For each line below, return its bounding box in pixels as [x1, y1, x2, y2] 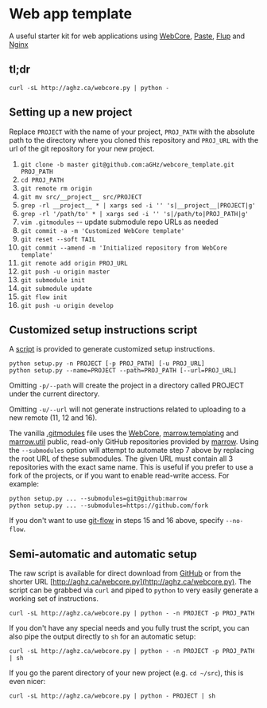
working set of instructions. [9, 594, 99, 604]
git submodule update [20, 285, 92, 293]
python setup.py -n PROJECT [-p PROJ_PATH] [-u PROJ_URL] [9, 360, 205, 368]
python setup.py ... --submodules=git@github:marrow [9, 495, 188, 503]
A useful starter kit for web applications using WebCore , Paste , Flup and [9, 31, 246, 41]
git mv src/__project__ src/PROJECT [20, 193, 142, 201]
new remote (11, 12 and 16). [9, 413, 98, 423]
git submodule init [20, 276, 86, 284]
